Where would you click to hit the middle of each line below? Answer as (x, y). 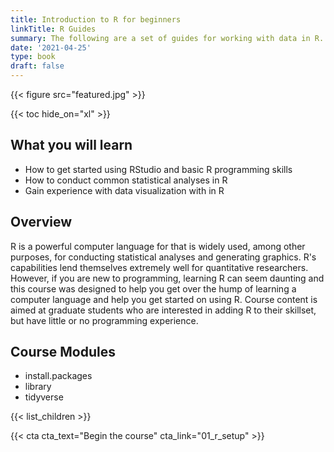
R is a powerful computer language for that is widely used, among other (158, 246)
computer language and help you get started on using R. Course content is (164, 299)
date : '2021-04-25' (51, 47)
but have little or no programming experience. (104, 320)
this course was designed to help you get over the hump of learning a (153, 288)
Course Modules (63, 352)
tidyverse (44, 397)
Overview (41, 222)
